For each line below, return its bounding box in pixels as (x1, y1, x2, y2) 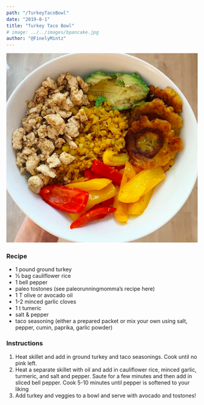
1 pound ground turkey (15, 266, 72, 273)
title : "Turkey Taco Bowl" (6, 22, 75, 29)
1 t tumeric (15, 305, 42, 312)
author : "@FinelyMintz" (6, 35, 67, 42)
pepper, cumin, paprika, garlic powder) (15, 324, 113, 331)
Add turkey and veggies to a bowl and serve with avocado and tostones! (15, 392, 196, 399)
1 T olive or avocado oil (15, 292, 73, 299)
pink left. (15, 359, 38, 367)
